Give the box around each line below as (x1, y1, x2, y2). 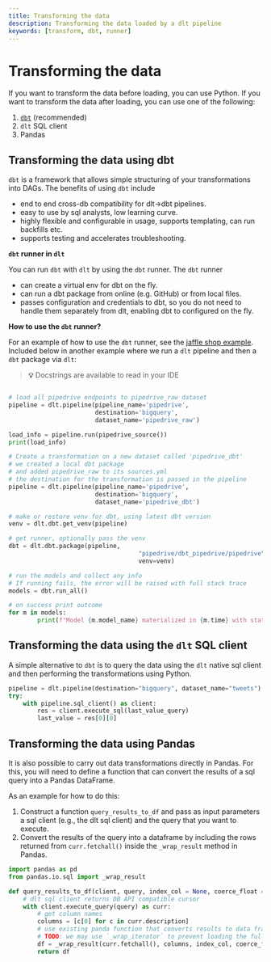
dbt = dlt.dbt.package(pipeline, (8, 542, 121, 551)
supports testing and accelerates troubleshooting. (19, 234, 187, 243)
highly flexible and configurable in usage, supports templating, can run (19, 216, 256, 226)
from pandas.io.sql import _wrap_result (8, 872, 147, 881)
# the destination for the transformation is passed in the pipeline (8, 475, 248, 483)
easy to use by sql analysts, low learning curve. (19, 208, 178, 217)
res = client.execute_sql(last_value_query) (37, 707, 190, 715)
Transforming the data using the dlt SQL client (8, 639, 248, 652)
